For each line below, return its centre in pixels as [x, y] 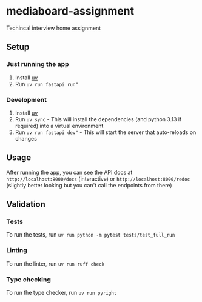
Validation [26, 204]
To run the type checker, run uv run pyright [62, 293]
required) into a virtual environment [59, 126]
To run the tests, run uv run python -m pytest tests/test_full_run [91, 235]
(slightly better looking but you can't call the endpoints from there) [89, 185]
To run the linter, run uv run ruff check [56, 263]
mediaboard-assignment [70, 11]
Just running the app [38, 64]
